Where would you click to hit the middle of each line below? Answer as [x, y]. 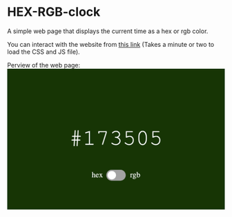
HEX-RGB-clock [54, 12]
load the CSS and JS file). [44, 52]
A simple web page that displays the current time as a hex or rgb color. [108, 31]
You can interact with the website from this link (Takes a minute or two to [111, 44]
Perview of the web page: [44, 65]
